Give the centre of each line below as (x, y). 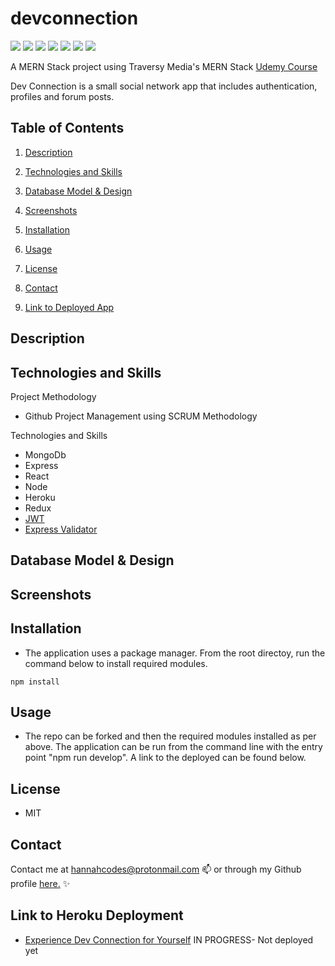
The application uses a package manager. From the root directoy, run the (175, 653)
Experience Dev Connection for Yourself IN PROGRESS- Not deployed (169, 939)
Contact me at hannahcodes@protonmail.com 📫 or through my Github (156, 869)
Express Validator (61, 529)
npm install (35, 682)
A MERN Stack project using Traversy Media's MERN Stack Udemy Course (164, 66)
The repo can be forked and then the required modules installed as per (170, 736)
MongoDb (45, 454)
